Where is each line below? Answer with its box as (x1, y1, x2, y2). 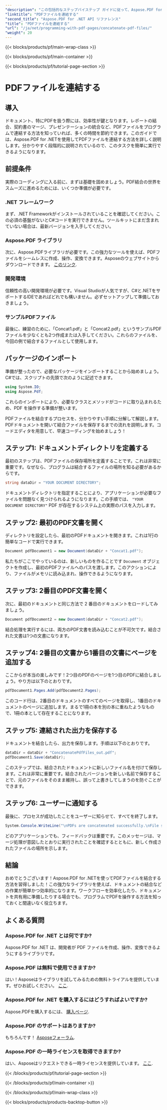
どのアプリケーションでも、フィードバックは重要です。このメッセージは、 (5, 833, 157, 839)
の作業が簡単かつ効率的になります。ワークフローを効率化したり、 (5, 888, 140, 894)
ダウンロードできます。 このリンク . (5, 261, 77, 267)
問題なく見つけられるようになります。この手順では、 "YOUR (22, 496, 144, 502)
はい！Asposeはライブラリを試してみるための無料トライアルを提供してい (5, 976, 156, 982)
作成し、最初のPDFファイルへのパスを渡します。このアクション (18, 564, 148, 570)
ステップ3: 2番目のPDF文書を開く (5, 587, 108, 595)
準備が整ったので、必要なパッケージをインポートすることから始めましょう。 (5, 368, 162, 374)
